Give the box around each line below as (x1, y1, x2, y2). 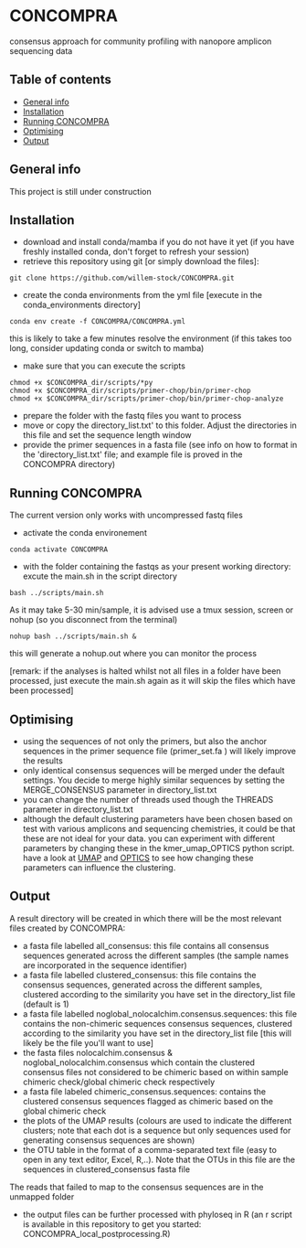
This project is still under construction (9, 186, 153, 197)
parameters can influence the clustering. (22, 862, 176, 873)
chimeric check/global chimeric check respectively (22, 1076, 216, 1087)
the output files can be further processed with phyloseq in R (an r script (22, 1209, 292, 1220)
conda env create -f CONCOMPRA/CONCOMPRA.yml (9, 317, 185, 326)
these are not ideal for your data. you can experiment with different (22, 833, 276, 844)
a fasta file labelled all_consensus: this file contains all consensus (22, 940, 269, 951)
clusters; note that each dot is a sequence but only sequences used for (22, 1125, 291, 1136)
